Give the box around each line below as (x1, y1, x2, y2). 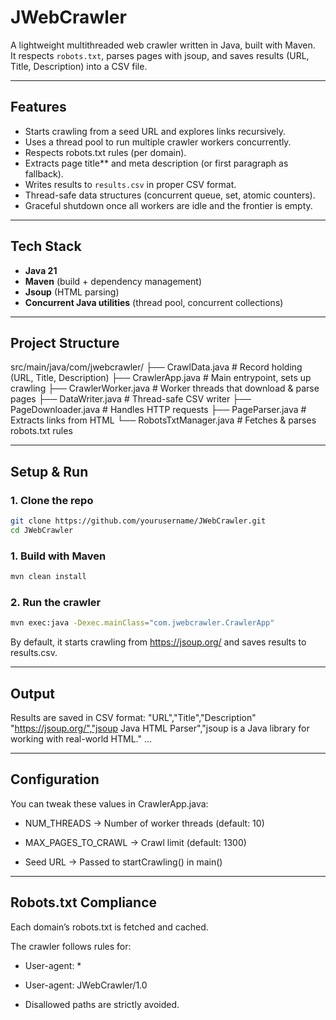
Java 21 (24, 264, 58, 276)
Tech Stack (10, 238, 82, 255)
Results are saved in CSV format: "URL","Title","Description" (10, 711, 257, 723)
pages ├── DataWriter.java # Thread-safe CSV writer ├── (10, 393, 252, 405)
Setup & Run (10, 463, 89, 480)
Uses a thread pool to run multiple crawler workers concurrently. (24, 136, 292, 148)
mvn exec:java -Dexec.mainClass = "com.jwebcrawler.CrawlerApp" (10, 618, 275, 628)
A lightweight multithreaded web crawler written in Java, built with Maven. (10, 39, 316, 51)
